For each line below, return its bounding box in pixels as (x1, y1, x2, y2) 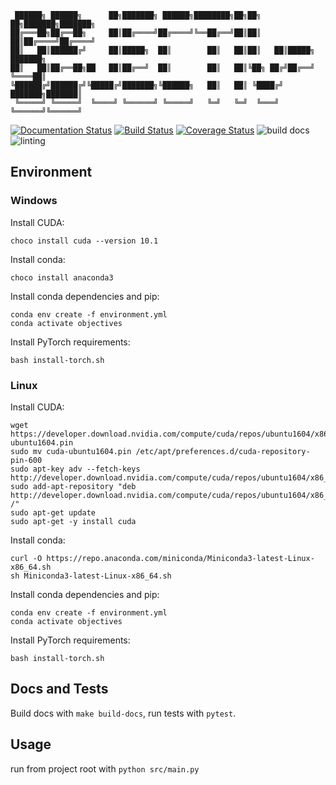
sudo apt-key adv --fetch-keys (10, 464, 141, 474)
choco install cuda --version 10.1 (10, 236, 159, 246)
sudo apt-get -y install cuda (10, 516, 137, 526)
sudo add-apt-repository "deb (10, 481, 137, 491)
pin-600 (10, 455, 43, 465)
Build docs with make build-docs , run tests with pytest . (10, 707, 237, 719)
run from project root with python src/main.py (10, 762, 200, 775)
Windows (10, 194, 58, 208)
